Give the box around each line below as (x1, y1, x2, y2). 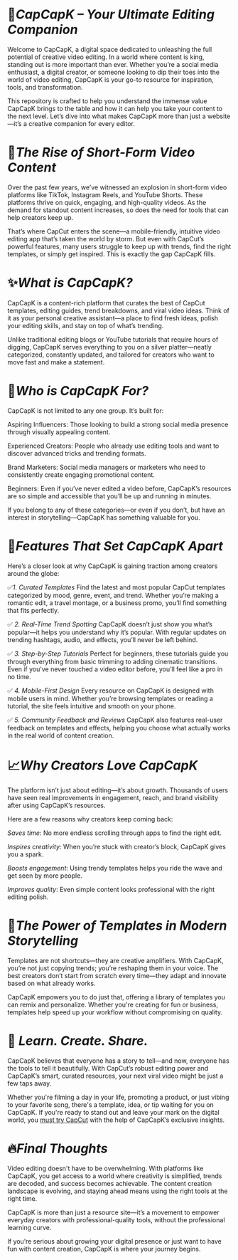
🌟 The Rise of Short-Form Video (7, 145, 195, 161)
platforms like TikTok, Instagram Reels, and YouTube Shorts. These (7, 190, 203, 199)
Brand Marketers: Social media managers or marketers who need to (7, 463, 206, 471)
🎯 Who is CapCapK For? (7, 383, 149, 399)
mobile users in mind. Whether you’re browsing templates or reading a (7, 694, 213, 703)
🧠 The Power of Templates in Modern (7, 918, 227, 933)
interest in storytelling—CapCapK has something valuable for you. (7, 513, 200, 522)
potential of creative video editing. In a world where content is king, (7, 53, 205, 61)
